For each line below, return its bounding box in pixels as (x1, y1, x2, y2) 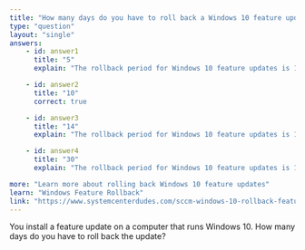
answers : (9, 38, 43, 48)
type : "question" (9, 22, 75, 31)
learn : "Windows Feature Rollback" (9, 187, 144, 197)
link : (9, 197, 30, 206)
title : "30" (33, 155, 79, 164)
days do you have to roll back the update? (9, 231, 166, 242)
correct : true (33, 97, 88, 106)
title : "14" (33, 121, 79, 131)
